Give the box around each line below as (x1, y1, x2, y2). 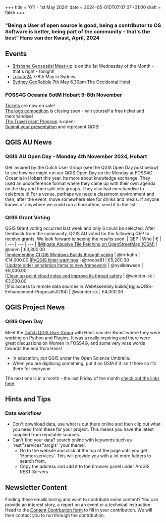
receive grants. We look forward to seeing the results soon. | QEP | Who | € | (5, 236, 162, 242)
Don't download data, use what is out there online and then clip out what (12, 421, 161, 427)
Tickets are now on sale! (5, 103, 55, 109)
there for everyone (12, 366, 51, 372)
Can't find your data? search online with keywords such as (12, 437, 132, 443)
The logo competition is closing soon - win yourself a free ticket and (5, 108, 145, 114)
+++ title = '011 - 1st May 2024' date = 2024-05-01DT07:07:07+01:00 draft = (5, 4, 161, 10)
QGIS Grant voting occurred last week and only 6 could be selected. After (5, 225, 156, 231)
